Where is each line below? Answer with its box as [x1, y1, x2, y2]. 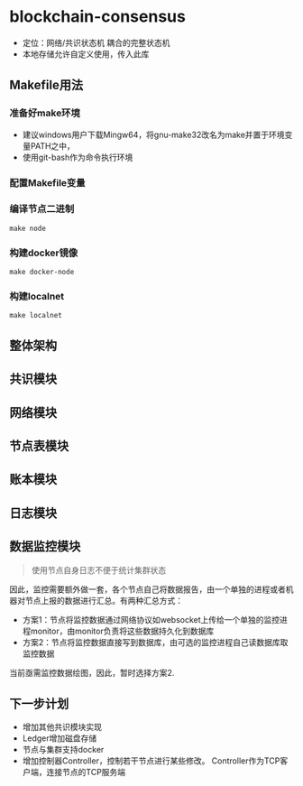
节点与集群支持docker [22, 744, 105, 755]
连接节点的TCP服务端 [46, 767, 126, 778]
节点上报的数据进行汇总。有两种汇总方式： [24, 595, 183, 606]
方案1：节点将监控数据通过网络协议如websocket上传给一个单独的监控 [22, 614, 280, 624]
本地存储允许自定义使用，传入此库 [22, 48, 150, 60]
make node [9, 224, 47, 233]
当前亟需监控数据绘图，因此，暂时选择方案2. [9, 667, 175, 678]
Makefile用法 [9, 78, 84, 93]
